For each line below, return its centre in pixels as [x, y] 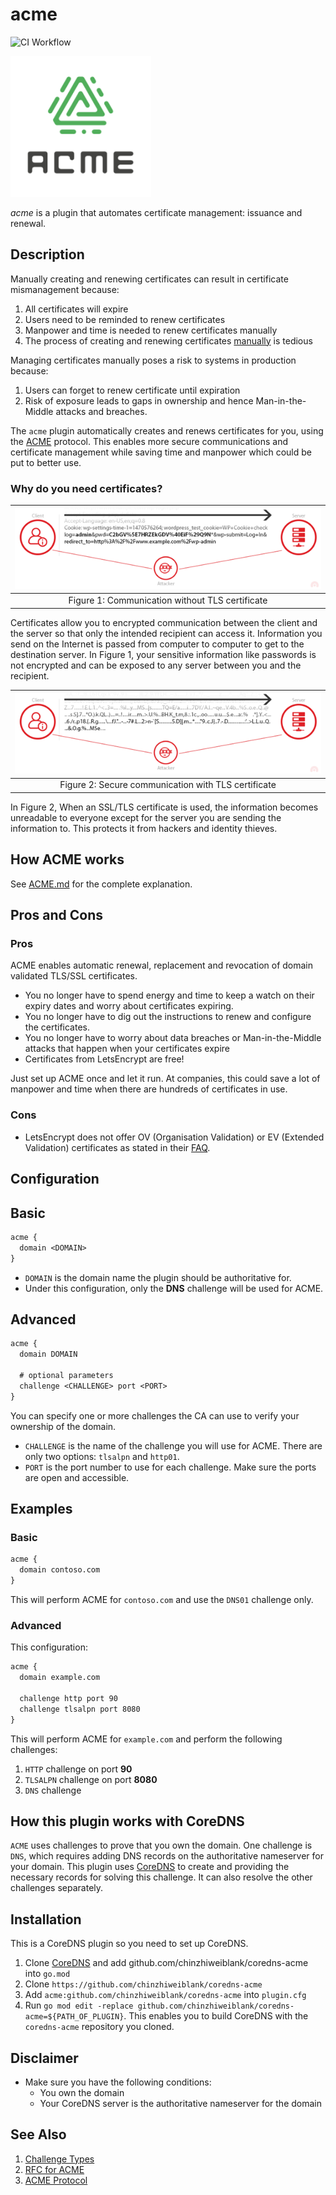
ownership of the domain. [63, 1426]
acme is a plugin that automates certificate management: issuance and [156, 212]
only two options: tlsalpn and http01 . [102, 1456]
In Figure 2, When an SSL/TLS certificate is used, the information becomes [164, 807]
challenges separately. [57, 1888]
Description [47, 254]
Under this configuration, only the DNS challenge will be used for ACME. [174, 1288]
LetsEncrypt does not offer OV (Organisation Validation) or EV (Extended [174, 1137]
